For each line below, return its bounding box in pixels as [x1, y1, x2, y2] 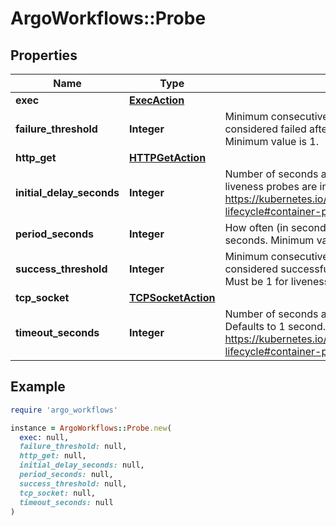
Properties [10, 47, 78, 64]
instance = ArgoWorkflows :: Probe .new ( [10, 423, 172, 433]
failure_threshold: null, [19, 442, 128, 452]
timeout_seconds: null [19, 497, 114, 507]
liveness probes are [224, 180, 318, 193]
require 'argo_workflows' [10, 405, 118, 415]
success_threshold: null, [19, 478, 128, 489]
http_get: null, [19, 451, 87, 461]
